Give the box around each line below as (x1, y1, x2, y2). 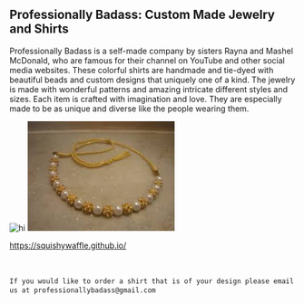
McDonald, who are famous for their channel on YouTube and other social (9, 54, 286, 66)
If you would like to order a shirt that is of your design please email (9, 276, 295, 286)
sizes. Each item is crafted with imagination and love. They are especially (9, 93, 283, 104)
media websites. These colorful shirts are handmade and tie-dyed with (9, 64, 274, 75)
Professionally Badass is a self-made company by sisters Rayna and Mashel (9, 45, 293, 56)
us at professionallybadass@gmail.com (9, 285, 156, 295)
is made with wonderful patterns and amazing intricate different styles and (9, 83, 289, 94)
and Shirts (9, 22, 70, 37)
